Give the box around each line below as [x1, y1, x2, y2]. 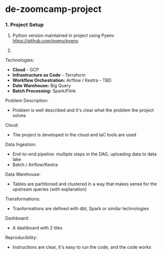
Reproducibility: [5, 235, 37, 241]
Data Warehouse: [5, 171, 41, 177]
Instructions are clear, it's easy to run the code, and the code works [12, 244, 152, 250]
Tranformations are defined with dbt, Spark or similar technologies [12, 206, 149, 212]
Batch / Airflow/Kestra [12, 162, 58, 168]
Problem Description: [5, 98, 49, 104]
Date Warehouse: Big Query [12, 83, 71, 89]
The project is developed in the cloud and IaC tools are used [12, 132, 137, 138]
